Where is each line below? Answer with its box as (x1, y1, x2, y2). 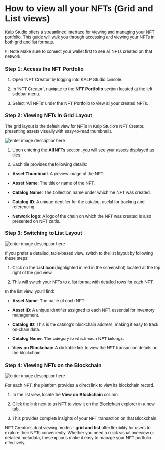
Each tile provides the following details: (12, 161, 88, 167)
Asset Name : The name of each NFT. (12, 298, 85, 303)
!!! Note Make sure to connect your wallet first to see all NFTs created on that (5, 48, 152, 54)
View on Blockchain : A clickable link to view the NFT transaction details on (12, 345, 158, 350)
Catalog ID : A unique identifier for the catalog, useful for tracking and (12, 199, 145, 205)
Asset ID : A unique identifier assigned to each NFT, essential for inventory (12, 307, 155, 313)
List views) (5, 13, 50, 24)
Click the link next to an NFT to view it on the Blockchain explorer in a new (12, 401, 155, 407)
